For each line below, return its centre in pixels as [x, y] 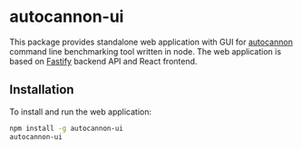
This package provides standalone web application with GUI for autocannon [151, 42]
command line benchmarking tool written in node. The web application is [146, 51]
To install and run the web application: [81, 112]
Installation [42, 89]
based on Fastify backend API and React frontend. [103, 61]
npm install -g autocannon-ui [67, 128]
